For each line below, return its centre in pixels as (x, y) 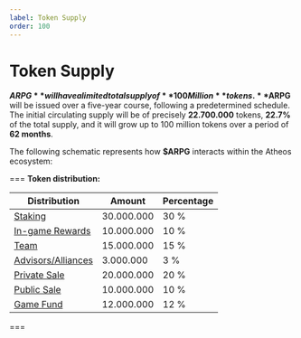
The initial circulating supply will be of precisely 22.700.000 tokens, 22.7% (150, 115)
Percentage (188, 202)
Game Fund (38, 305)
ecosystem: (31, 161)
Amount (128, 202)
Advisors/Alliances (53, 260)
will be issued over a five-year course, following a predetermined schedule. (150, 106)
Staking (30, 216)
